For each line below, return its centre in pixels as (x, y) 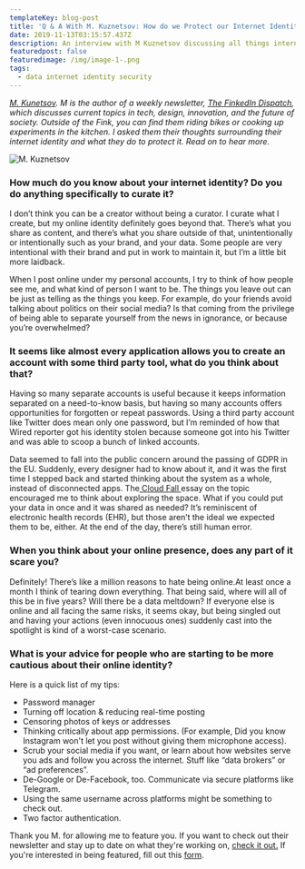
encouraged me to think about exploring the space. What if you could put (147, 498)
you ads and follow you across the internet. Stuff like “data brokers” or (154, 760)
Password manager (59, 702)
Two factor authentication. (72, 817)
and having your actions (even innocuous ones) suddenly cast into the (141, 620)
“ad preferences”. (55, 769)
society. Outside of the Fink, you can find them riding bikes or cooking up (147, 122)
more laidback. (37, 262)
